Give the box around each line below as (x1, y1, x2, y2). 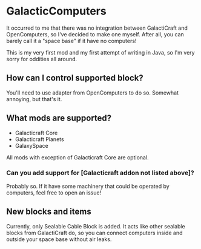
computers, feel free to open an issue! (6, 189, 102, 196)
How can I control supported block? (6, 73, 143, 83)
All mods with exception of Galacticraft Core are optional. (6, 153, 150, 161)
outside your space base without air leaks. (6, 235, 112, 243)
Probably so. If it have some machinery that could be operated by (6, 182, 170, 190)
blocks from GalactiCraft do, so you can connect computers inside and (6, 229, 183, 236)
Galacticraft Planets (15, 135, 65, 143)
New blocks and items (6, 207, 92, 217)
